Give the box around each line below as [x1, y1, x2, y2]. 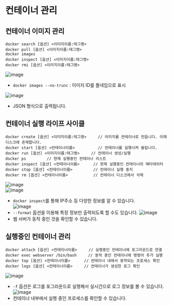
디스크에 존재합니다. [5, 140, 42, 145]
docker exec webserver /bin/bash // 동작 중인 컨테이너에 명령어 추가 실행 [5, 253, 163, 258]
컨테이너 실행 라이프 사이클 [5, 119, 85, 128]
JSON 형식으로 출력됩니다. [12, 103, 67, 109]
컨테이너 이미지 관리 [5, 27, 65, 35]
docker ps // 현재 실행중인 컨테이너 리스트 [5, 156, 107, 161]
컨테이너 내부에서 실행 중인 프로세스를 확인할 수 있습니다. [12, 295, 127, 301]
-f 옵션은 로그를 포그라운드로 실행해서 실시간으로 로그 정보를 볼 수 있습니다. [12, 283, 164, 289]
